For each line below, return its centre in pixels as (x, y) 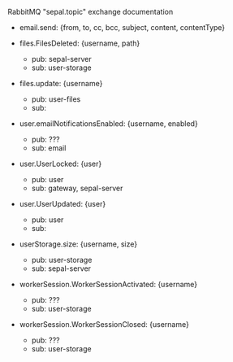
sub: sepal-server (61, 268)
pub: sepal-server (62, 59)
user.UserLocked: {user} (60, 164)
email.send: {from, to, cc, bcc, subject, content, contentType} (122, 27)
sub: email (49, 148)
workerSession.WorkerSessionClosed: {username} (104, 324)
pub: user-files (56, 99)
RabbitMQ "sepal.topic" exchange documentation (91, 12)
